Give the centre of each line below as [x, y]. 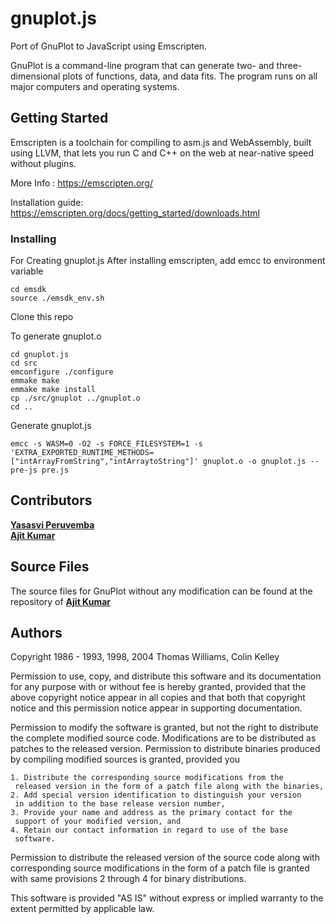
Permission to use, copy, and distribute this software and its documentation [166, 676]
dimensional [35, 76]
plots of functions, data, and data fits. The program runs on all [190, 76]
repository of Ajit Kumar [60, 601]
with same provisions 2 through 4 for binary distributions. [128, 879]
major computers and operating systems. [95, 86]
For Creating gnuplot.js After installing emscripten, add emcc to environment [168, 261]
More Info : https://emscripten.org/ [81, 183]
